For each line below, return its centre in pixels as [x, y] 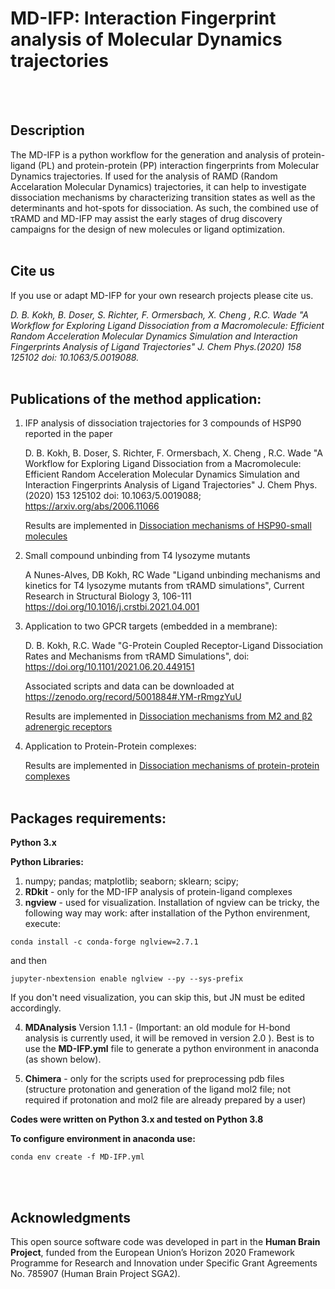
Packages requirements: [88, 818]
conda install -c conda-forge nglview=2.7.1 [104, 942]
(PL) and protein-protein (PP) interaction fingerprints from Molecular [179, 165]
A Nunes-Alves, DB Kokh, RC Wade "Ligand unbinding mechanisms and [172, 575]
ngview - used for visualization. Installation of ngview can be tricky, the [172, 903]
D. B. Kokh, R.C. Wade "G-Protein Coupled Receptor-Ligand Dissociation [174, 646]
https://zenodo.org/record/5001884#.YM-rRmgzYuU [133, 697]
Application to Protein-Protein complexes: [110, 746]
